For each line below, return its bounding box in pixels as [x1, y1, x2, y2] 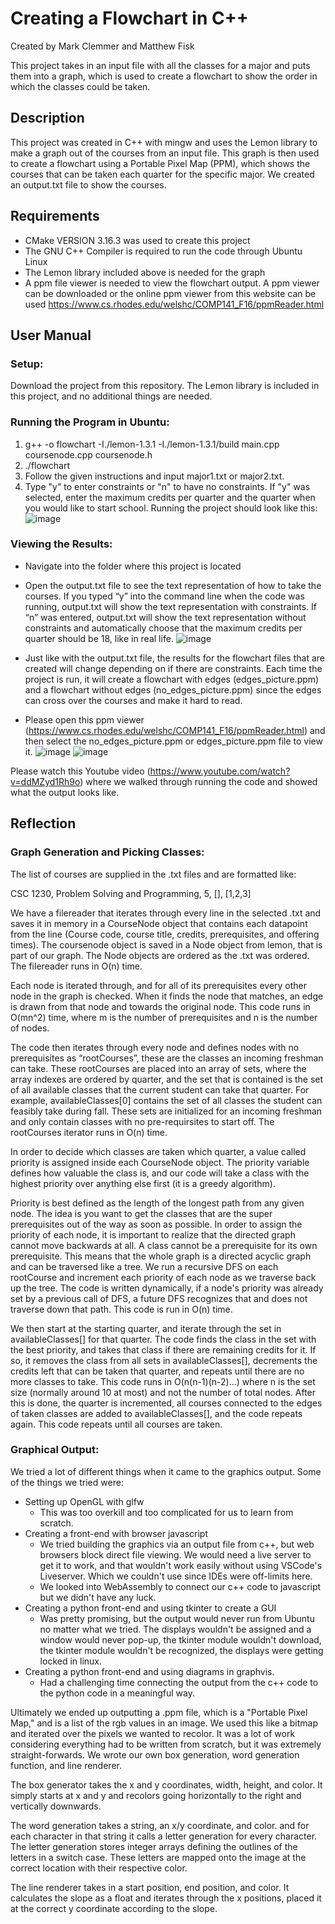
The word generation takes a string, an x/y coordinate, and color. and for [10, 1819, 310, 1831]
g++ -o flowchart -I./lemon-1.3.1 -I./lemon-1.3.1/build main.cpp [24, 438, 280, 450]
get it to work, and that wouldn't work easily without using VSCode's [39, 1559, 323, 1571]
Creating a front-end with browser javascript [24, 1527, 209, 1539]
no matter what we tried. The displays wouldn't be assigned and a [39, 1623, 312, 1635]
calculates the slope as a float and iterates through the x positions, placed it [10, 1892, 322, 1904]
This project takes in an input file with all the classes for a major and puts [10, 59, 311, 71]
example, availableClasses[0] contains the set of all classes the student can [10, 1094, 323, 1106]
